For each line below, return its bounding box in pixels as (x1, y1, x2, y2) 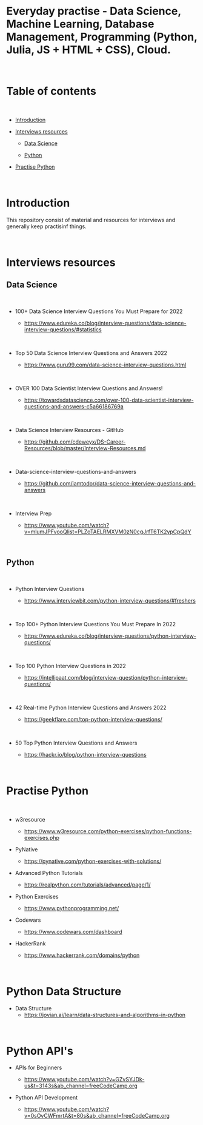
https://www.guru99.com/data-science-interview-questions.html (24, 361, 187, 368)
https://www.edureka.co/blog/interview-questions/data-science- (24, 319, 187, 326)
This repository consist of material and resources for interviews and (6, 216, 176, 223)
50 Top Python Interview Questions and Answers (15, 739, 138, 746)
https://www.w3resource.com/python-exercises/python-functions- (24, 827, 192, 835)
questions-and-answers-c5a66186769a (24, 402, 124, 410)
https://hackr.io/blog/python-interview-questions (24, 751, 147, 758)
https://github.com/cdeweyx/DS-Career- (24, 438, 126, 445)
